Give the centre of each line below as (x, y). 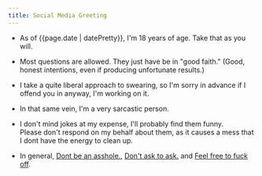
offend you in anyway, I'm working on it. (84, 93)
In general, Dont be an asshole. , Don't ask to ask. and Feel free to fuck (133, 156)
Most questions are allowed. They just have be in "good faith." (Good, (132, 61)
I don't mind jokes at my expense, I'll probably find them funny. (122, 123)
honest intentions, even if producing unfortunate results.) (112, 70)
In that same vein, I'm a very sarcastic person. (94, 108)
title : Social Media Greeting (58, 15)
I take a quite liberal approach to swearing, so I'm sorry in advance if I (133, 85)
